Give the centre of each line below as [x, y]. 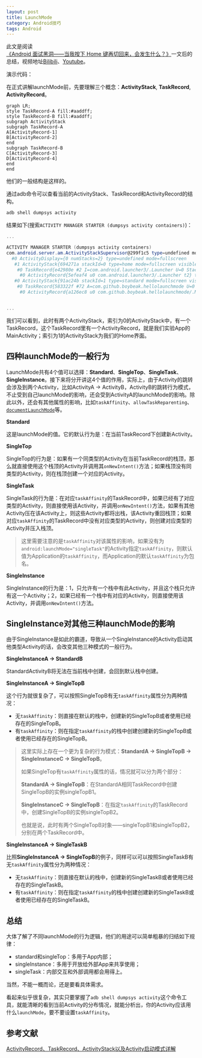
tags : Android [24, 29]
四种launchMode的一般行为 [58, 357]
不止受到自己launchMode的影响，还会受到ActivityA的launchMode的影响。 [98, 394]
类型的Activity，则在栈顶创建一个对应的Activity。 [67, 474]
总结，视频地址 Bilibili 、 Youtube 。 [47, 61]
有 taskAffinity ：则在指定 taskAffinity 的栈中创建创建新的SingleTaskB [102, 892]
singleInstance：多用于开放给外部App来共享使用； [78, 964]
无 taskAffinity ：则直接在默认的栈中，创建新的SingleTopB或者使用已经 [103, 716]
